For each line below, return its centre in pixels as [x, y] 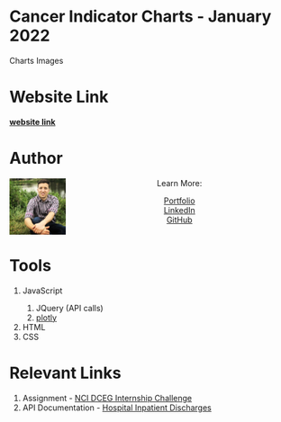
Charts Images [36, 60]
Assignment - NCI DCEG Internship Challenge [107, 398]
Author [36, 158]
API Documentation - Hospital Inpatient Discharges [117, 408]
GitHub [179, 220]
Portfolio [179, 201]
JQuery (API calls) [69, 308]
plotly [46, 318]
